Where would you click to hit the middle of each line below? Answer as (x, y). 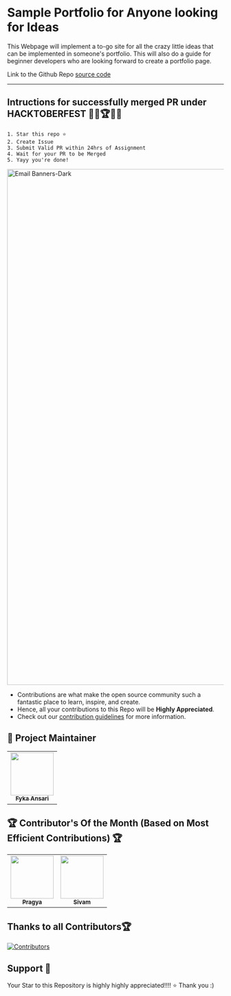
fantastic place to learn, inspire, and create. (79, 702)
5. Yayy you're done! (38, 160)
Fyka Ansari (32, 799)
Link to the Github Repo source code (59, 74)
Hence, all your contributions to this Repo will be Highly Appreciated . (115, 709)
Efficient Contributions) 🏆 (65, 838)
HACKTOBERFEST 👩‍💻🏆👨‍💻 (65, 114)
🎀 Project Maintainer (52, 738)
